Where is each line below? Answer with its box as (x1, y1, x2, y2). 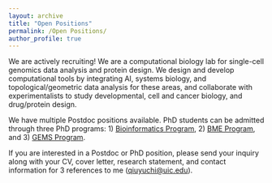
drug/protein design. (8, 100, 77, 109)
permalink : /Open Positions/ (8, 27, 107, 35)
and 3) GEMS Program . (8, 133, 86, 143)
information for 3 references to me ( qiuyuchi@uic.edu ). (8, 165, 193, 175)
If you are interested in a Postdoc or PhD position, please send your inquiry (8, 148, 260, 158)
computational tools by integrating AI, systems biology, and (8, 74, 207, 83)
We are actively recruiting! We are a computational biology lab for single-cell (8, 57, 265, 66)
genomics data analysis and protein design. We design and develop (8, 66, 235, 75)
